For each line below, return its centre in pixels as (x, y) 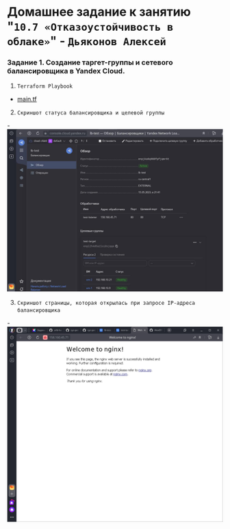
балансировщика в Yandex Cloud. (66, 71)
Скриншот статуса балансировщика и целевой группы (91, 113)
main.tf (27, 99)
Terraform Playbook (45, 86)
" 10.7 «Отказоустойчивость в (90, 26)
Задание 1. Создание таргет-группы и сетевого (90, 62)
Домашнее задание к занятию (99, 12)
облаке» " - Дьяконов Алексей (87, 41)
